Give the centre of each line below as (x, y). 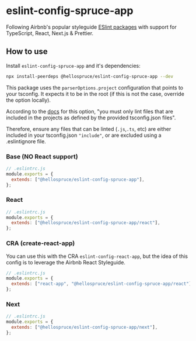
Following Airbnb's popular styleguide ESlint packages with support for (91, 27)
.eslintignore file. (26, 141)
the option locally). (29, 100)
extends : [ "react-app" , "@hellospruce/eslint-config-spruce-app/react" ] (101, 284)
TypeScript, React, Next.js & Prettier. (50, 33)
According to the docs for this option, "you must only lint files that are (90, 111)
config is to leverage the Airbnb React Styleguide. (66, 262)
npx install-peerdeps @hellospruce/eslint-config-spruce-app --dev (90, 76)
